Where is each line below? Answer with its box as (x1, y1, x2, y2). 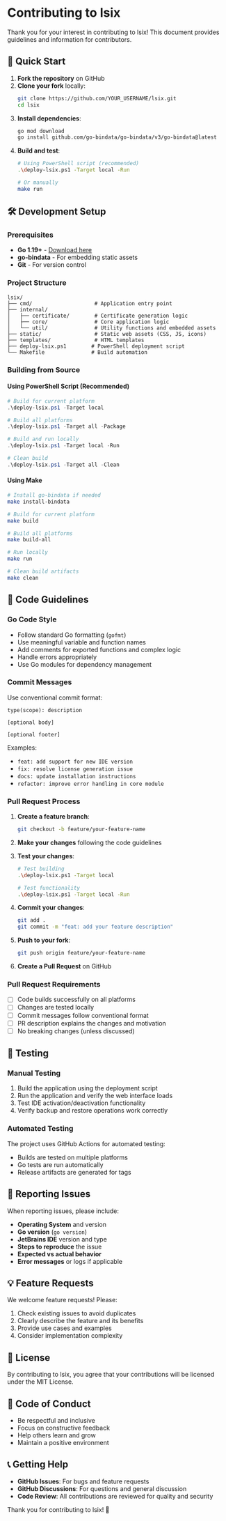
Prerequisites (7, 230, 54, 240)
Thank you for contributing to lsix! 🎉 (7, 1505, 110, 1513)
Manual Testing (7, 1068, 61, 1078)
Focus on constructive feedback (17, 1423, 110, 1432)
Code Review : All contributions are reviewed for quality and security (17, 1492, 213, 1500)
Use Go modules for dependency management (17, 660, 152, 668)
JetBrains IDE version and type (17, 1235, 108, 1243)
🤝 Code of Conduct (7, 1398, 91, 1410)
